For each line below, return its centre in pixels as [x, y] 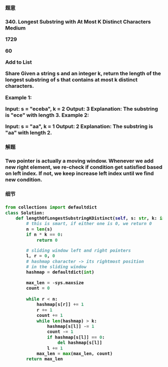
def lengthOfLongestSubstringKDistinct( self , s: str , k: [86, 218]
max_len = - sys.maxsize [55, 283]
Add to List [18, 62]
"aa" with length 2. [29, 133]
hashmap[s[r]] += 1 [60, 305]
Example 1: [18, 97]
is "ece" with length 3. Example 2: [47, 115]
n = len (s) [39, 229]
